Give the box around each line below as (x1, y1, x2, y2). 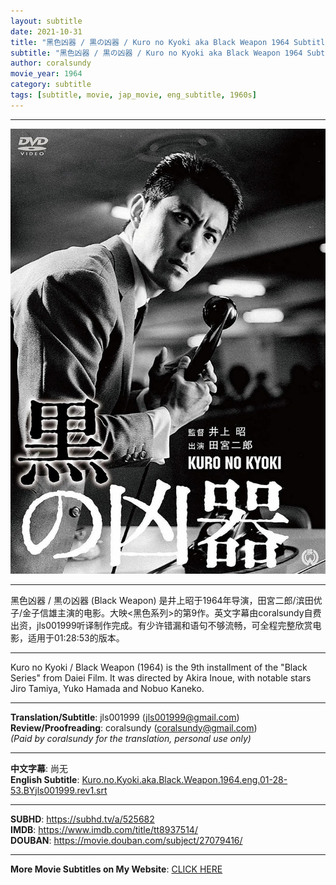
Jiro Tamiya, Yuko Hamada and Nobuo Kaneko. (10, 682, 205, 694)
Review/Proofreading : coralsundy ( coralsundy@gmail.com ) (10, 721, 258, 734)
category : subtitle (10, 80, 92, 90)
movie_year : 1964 (10, 69, 83, 79)
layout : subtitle (10, 16, 83, 26)
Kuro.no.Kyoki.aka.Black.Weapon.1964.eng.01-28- (81, 773, 288, 785)
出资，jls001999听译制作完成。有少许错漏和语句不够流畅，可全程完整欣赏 (10, 619, 313, 631)
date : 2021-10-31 (10, 26, 83, 37)
